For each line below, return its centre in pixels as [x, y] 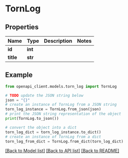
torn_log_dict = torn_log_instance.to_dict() [53, 132]
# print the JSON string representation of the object [63, 114]
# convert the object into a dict [41, 127]
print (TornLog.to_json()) [32, 119]
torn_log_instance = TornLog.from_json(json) [53, 109]
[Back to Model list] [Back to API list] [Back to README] [62, 151]
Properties [22, 27]
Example [19, 75]
